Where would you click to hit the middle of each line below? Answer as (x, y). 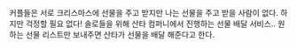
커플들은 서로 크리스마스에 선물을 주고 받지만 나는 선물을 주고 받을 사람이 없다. (144, 13)
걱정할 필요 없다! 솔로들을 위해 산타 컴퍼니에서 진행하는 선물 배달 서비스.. (151, 24)
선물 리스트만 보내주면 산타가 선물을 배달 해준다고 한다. (120, 34)
